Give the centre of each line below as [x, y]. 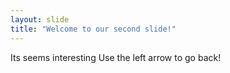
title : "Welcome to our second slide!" [93, 29]
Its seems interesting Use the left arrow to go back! [116, 57]
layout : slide [40, 19]
